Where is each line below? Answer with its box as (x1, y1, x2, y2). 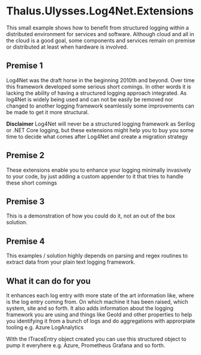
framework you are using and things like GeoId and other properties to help (6, 311, 192, 318)
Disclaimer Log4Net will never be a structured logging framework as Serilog (6, 120, 195, 127)
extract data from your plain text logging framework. (6, 258, 136, 265)
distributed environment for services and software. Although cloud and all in (6, 30, 194, 37)
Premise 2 (6, 150, 45, 160)
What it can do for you (6, 276, 91, 286)
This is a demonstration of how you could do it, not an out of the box (6, 212, 176, 220)
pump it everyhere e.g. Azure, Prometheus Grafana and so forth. (6, 342, 166, 349)
